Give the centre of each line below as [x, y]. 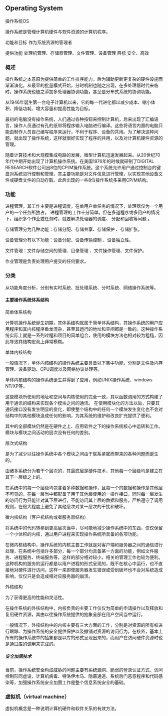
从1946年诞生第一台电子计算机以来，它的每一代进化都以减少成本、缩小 [78, 102]
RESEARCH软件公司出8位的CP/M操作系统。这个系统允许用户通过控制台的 [81, 168]
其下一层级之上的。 [25, 477]
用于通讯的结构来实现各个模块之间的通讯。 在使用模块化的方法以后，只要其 [82, 403]
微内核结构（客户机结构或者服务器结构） [47, 517]
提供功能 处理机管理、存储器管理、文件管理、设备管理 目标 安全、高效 [77, 53]
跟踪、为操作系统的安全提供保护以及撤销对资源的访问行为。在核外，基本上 [86, 631]
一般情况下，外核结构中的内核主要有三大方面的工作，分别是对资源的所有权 [82, 625]
